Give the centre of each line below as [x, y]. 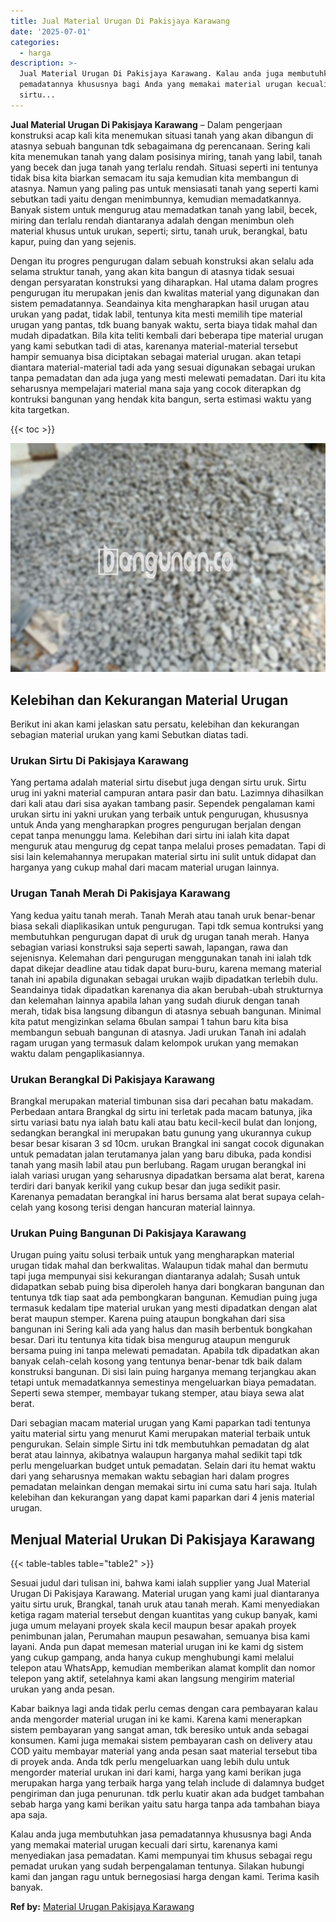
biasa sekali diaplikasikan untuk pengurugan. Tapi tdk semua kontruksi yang [167, 926]
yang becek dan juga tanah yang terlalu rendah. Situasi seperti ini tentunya [164, 167]
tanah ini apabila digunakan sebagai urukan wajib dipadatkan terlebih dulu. [164, 979]
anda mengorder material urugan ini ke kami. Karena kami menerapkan [156, 1719]
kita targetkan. [40, 409]
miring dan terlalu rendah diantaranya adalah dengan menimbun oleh [152, 220]
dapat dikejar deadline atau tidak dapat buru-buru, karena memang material [166, 968]
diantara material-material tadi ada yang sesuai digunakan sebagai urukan [163, 367]
